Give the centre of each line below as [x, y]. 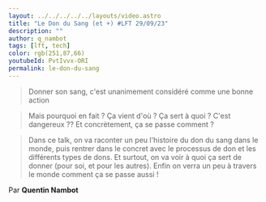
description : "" [36, 31]
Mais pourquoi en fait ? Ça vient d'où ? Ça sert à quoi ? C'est [129, 116]
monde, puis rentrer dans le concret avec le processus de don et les [142, 148]
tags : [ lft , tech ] [39, 46]
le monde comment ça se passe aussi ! [93, 174]
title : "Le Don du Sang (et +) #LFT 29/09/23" [88, 23]
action [39, 100]
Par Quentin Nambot [43, 190]
